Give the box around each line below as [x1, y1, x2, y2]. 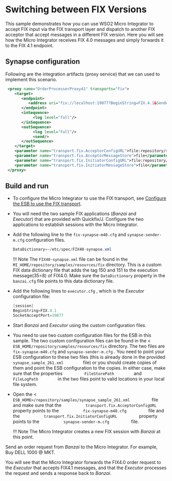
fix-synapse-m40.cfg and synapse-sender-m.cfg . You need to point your [12, 348, 165, 355]
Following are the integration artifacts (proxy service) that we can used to [5, 71, 160, 77]
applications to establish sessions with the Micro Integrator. [12, 222, 138, 228]
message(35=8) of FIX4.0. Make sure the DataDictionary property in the [12, 273, 165, 279]
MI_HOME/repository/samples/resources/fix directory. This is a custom [12, 262, 162, 268]
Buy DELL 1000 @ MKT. [5, 449, 55, 455]
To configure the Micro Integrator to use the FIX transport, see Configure [12, 195, 166, 201]
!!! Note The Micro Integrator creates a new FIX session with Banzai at [12, 428, 161, 434]
